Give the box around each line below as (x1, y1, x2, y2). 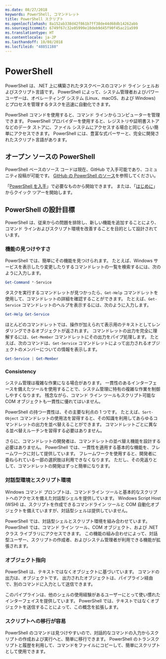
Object (5, 416, 19, 421)
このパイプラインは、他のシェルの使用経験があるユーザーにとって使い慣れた (5, 592, 161, 597)
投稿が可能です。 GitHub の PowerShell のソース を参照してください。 (18, 173, 159, 179)
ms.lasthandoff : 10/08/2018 (5, 40, 63, 45)
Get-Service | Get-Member (5, 356, 58, 361)
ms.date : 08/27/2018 (5, 7, 48, 12)
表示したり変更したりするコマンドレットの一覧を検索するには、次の (22, 264, 161, 270)
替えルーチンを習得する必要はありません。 (18, 428, 105, 434)
